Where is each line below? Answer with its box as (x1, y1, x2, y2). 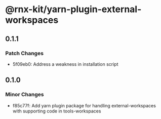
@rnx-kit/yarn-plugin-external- (5, 4, 142, 15)
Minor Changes (5, 91, 44, 98)
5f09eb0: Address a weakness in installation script (12, 61, 118, 67)
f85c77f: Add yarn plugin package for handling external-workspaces (12, 102, 156, 108)
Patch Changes (5, 50, 44, 57)
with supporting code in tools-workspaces (12, 108, 101, 114)
